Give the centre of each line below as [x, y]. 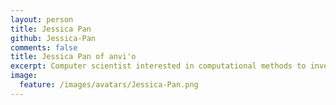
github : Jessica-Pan [53, 38]
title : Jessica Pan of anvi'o [73, 57]
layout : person [42, 19]
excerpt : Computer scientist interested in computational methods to [158, 66]
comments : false [44, 47]
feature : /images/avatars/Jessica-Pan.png [109, 85]
